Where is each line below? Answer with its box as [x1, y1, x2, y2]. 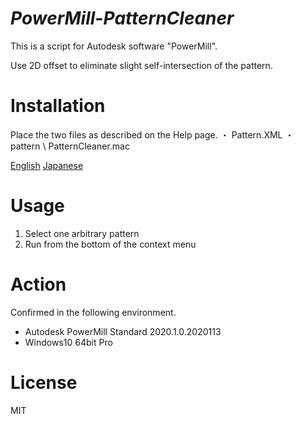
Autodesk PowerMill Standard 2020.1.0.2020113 [24, 325, 222, 337]
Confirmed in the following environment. [10, 306, 177, 318]
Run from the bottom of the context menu [24, 238, 197, 250]
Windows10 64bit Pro [24, 336, 113, 348]
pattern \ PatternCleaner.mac [10, 140, 130, 152]
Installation [10, 95, 106, 117]
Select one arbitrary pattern [24, 227, 140, 239]
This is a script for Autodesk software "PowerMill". [10, 40, 218, 52]
